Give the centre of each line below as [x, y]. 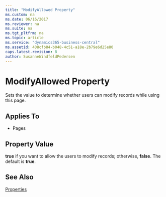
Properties [16, 189]
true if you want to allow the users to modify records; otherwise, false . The [83, 156]
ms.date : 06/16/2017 [27, 19]
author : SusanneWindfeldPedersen [40, 56]
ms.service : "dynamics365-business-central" [53, 43]
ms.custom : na [20, 15]
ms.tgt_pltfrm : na [24, 33]
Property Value [29, 144]
